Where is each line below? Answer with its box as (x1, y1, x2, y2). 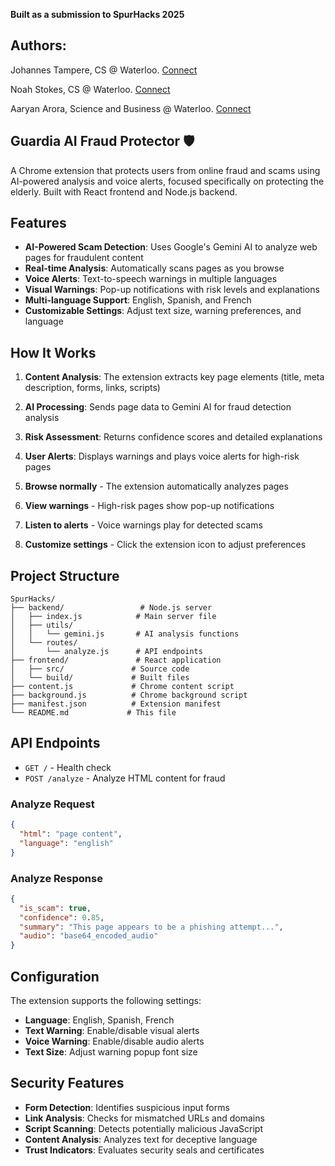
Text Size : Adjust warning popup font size (24, 1046, 198, 1058)
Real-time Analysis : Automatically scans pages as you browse (24, 262, 285, 274)
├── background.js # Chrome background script (10, 690, 248, 701)
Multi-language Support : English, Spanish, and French (24, 294, 252, 306)
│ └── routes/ (10, 638, 78, 648)
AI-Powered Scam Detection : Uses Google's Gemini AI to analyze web (24, 241, 318, 253)
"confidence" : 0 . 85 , (19, 912, 105, 923)
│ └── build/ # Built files (10, 673, 190, 683)
